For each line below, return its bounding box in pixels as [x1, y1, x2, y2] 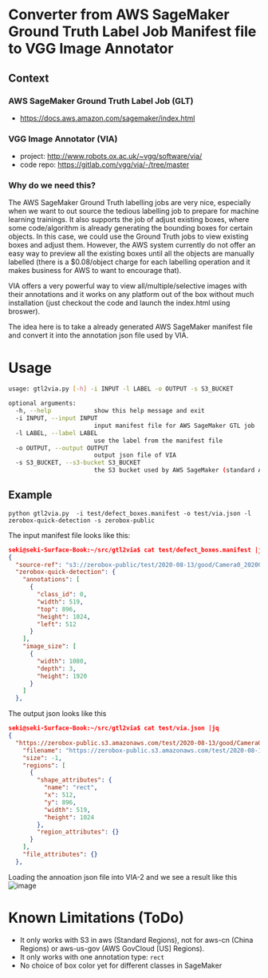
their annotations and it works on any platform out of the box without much [8, 290, 254, 299]
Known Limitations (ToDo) [8, 909, 185, 927]
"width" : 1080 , [37, 657, 88, 665]
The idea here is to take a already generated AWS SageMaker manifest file [8, 322, 253, 332]
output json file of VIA [93, 451, 177, 460]
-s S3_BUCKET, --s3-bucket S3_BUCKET [15, 459, 141, 467]
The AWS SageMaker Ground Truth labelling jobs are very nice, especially [8, 198, 251, 208]
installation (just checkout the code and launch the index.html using [8, 298, 231, 308]
